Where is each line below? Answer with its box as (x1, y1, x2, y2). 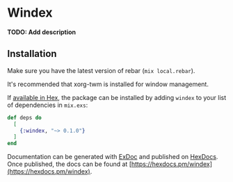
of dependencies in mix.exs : (7, 101, 88, 109)
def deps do (7, 114, 42, 121)
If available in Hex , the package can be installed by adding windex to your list (7, 93, 227, 101)
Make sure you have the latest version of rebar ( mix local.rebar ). (7, 66, 195, 74)
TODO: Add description (7, 28, 77, 36)
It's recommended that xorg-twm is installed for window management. (7, 80, 209, 88)
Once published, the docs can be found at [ (7, 160, 132, 168)
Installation (7, 48, 57, 60)
